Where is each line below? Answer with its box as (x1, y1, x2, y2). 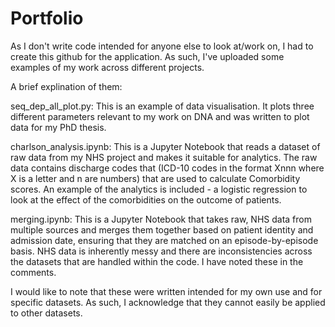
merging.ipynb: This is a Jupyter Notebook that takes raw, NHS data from (10, 213, 313, 225)
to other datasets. (10, 307, 83, 319)
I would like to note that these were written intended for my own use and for (10, 285, 323, 297)
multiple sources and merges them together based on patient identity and (10, 223, 314, 236)
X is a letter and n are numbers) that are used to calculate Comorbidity (10, 172, 301, 184)
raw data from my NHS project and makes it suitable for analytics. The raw (10, 151, 318, 163)
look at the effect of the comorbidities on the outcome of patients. (10, 193, 282, 206)
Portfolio (10, 7, 84, 30)
